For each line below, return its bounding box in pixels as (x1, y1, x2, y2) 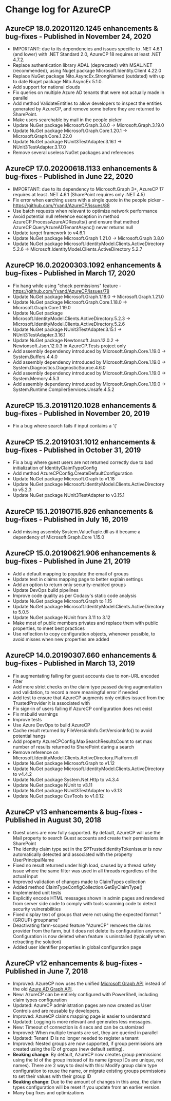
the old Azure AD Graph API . (12, 986, 73, 992)
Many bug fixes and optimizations (12, 1090, 85, 1096)
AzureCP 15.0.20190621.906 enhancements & (5, 549, 157, 558)
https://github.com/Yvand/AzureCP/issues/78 (12, 288, 109, 294)
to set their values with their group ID (12, 1073, 91, 1079)
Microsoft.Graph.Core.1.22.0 (12, 133, 72, 139)
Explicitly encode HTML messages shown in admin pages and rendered (12, 895, 165, 901)
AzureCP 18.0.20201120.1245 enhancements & (5, 24, 158, 33)
